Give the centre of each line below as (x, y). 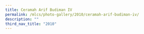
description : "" (22, 19)
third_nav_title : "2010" (31, 24)
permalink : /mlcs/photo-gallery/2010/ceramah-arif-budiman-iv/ (72, 14)
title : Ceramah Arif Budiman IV (39, 10)
